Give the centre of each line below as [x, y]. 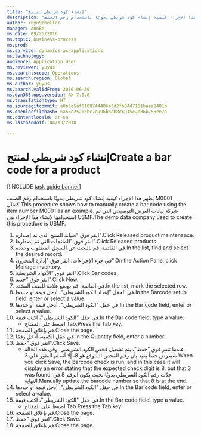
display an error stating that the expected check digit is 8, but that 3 [108, 368]
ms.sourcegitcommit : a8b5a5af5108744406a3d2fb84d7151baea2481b [87, 106]
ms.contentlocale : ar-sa [38, 117]
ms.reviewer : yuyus [31, 67]
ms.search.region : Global [39, 78]
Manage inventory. [38, 267]
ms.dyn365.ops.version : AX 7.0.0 [48, 95]
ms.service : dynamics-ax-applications [55, 51]
